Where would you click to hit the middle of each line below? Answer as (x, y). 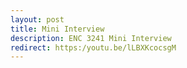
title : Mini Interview (57, 29)
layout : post (37, 19)
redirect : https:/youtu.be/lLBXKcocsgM (93, 47)
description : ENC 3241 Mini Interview (91, 38)
